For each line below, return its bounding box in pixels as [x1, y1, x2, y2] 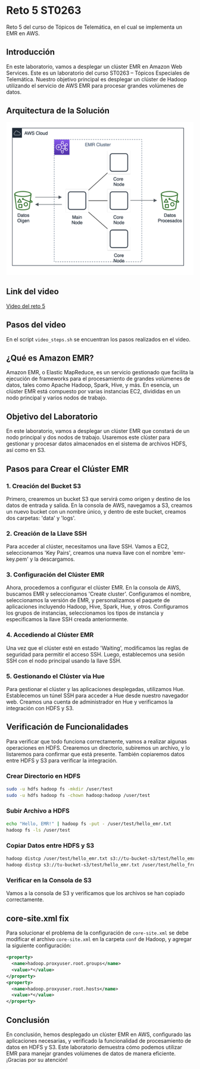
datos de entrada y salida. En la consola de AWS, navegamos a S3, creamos [6, 502, 193, 509]
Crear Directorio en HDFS [6, 772, 81, 780]
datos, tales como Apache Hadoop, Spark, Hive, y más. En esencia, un [6, 381, 179, 389]
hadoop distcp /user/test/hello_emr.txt [6, 856, 108, 862]
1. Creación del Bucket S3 [6, 482, 82, 490]
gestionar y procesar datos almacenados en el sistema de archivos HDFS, [6, 440, 187, 447]
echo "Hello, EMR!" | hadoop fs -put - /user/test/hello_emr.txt [6, 821, 171, 827]
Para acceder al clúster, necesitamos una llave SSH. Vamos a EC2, [6, 543, 170, 550]
